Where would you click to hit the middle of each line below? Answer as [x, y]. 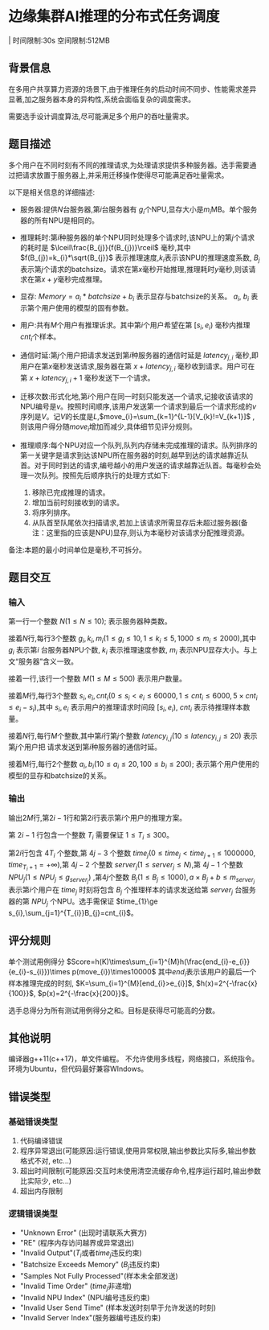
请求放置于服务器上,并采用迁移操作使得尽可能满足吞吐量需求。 [125, 175]
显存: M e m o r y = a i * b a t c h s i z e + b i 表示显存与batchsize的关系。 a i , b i [134, 297]
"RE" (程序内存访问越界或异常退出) [77, 1243]
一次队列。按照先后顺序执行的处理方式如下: [98, 475]
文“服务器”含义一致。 [43, 661]
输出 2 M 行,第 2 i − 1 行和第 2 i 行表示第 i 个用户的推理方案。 [98, 817]
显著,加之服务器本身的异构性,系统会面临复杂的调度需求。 [102, 99]
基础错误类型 [33, 1122]
